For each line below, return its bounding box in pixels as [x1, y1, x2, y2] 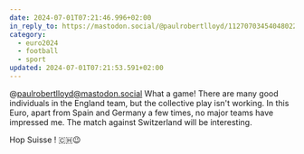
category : [9, 30, 47, 39]
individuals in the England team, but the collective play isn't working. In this [9, 97, 290, 108]
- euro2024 [17, 38, 59, 48]
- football [17, 47, 59, 56]
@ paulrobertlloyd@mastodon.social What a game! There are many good [9, 87, 279, 99]
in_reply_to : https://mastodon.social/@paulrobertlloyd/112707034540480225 [9, 22, 301, 31]
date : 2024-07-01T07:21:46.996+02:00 [9, 13, 152, 23]
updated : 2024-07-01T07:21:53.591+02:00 [9, 64, 165, 73]
